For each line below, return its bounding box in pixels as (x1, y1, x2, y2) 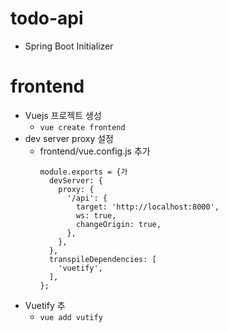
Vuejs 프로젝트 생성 (24, 109, 102, 121)
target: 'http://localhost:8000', (75, 202, 220, 212)
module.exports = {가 (39, 167, 128, 177)
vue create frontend (39, 122, 126, 132)
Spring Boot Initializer (24, 40, 114, 52)
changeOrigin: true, (75, 219, 162, 229)
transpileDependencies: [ (48, 254, 157, 264)
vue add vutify (39, 312, 103, 322)
